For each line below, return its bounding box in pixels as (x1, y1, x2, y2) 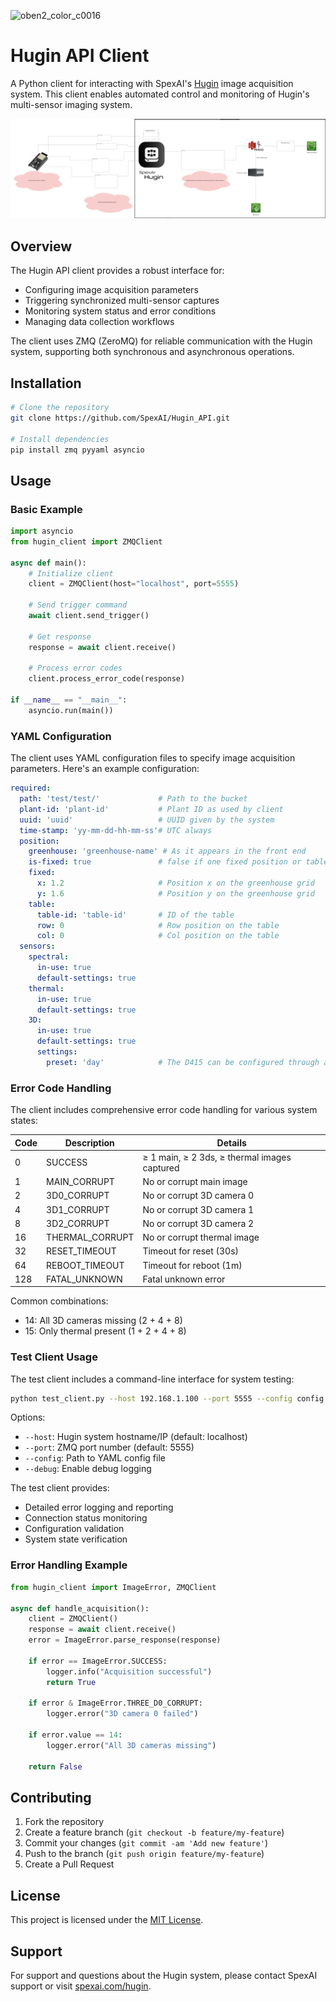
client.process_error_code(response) (28, 674, 186, 684)
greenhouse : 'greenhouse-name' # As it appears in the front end (28, 846, 307, 857)
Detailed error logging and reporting (24, 1501, 174, 1514)
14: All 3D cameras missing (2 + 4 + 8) (24, 1315, 183, 1327)
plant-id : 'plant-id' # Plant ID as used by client (19, 804, 284, 814)
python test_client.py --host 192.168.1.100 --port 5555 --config (10, 1393, 293, 1404)
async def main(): (10, 558, 87, 568)
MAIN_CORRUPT (46, 1176, 115, 1188)
